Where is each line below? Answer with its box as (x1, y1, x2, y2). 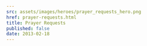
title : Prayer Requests (6, 20, 66, 26)
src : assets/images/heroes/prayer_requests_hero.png (6, 8, 142, 15)
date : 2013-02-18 (6, 31, 50, 37)
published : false (6, 25, 50, 32)
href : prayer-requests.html (6, 14, 77, 20)
